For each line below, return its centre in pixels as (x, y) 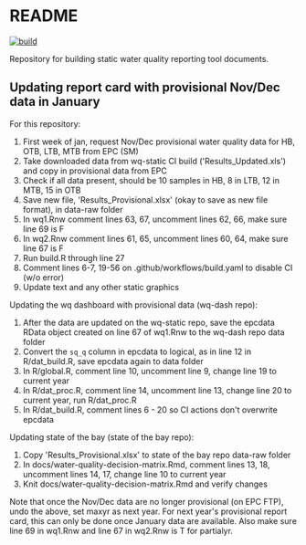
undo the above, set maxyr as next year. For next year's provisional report (148, 511)
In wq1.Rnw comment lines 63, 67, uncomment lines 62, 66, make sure (155, 219)
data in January (55, 102)
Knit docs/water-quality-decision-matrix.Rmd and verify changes (145, 484)
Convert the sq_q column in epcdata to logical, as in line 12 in (137, 351)
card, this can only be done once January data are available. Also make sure (153, 520)
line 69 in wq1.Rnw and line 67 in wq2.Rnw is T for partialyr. (121, 530)
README (44, 16)
